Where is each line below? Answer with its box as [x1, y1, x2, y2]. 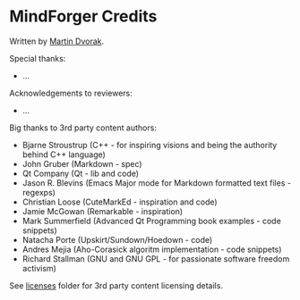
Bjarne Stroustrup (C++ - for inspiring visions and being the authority [21, 139, 278, 150]
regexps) [21, 187, 56, 197]
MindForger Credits [9, 6, 158, 27]
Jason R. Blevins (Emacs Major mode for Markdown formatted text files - [21, 177, 291, 188]
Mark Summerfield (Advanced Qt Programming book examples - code [21, 215, 282, 226]
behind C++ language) [21, 149, 106, 160]
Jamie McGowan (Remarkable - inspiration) [21, 205, 184, 216]
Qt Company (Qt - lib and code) [21, 168, 140, 179]
